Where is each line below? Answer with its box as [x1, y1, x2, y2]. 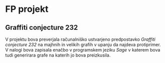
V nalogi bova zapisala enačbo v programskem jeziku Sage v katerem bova [5, 47, 160, 53]
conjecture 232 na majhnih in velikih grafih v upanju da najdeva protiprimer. [5, 42, 161, 48]
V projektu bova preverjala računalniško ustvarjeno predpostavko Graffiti [5, 36, 155, 42]
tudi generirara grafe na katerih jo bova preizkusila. [5, 52, 111, 58]
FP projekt [5, 3, 49, 15]
